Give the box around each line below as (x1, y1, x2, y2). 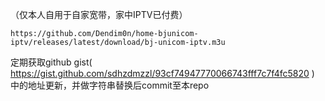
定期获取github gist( (10, 56, 93, 68)
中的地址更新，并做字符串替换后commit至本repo (10, 79, 210, 91)
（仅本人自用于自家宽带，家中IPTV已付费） (10, 9, 188, 20)
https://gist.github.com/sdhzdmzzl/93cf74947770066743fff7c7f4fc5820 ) (10, 68, 315, 79)
